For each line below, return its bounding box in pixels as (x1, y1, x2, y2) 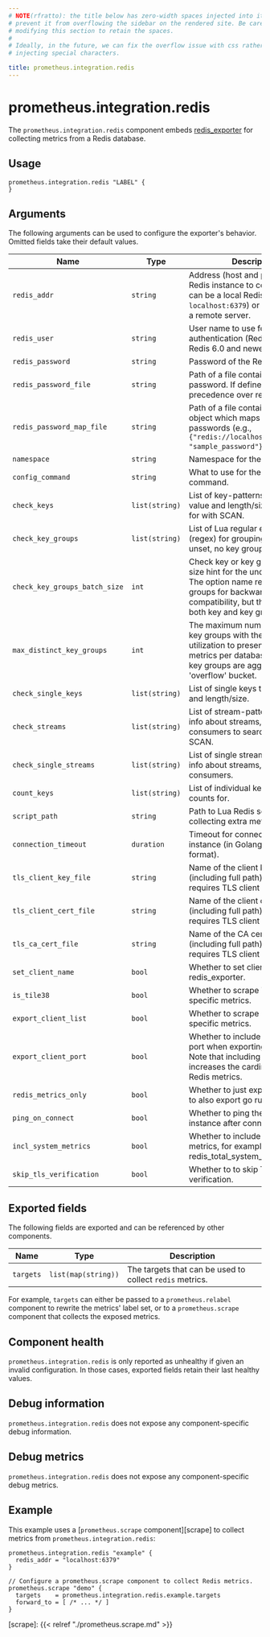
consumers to (188, 726, 241, 737)
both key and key (188, 607, 254, 618)
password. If (188, 379, 235, 390)
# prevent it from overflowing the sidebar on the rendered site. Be (8, 19, 247, 27)
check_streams (12, 722, 67, 732)
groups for (188, 587, 229, 598)
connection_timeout (12, 840, 87, 849)
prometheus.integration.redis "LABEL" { (8, 178, 146, 186)
